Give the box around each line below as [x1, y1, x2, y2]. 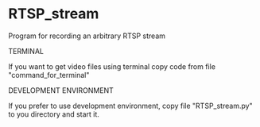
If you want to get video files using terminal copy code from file [8, 61, 216, 71]
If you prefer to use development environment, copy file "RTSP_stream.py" [8, 101, 253, 110]
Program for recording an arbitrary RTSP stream [8, 31, 165, 40]
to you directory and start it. [8, 109, 99, 119]
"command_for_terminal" [8, 70, 90, 79]
